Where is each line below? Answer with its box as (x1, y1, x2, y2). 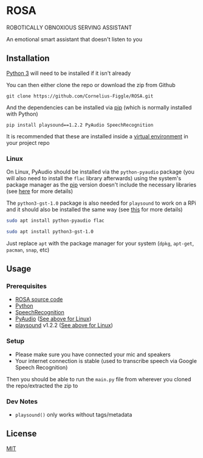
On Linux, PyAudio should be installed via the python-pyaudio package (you (6, 168, 194, 175)
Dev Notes (6, 397, 38, 406)
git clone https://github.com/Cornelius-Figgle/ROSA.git (6, 93, 154, 99)
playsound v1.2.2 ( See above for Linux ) (15, 322, 114, 329)
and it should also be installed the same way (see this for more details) (6, 206, 183, 213)
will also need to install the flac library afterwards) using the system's (6, 175, 181, 182)
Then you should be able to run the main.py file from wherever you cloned (6, 375, 191, 382)
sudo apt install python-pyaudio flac (6, 217, 105, 224)
